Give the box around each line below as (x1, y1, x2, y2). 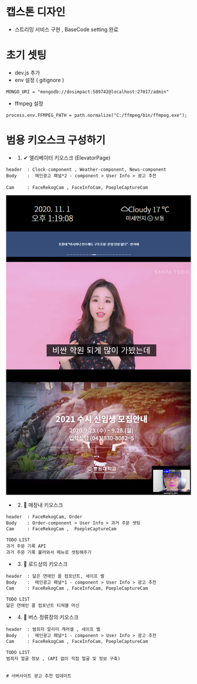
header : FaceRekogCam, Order (6, 514, 83, 520)
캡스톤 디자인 (6, 5, 66, 19)
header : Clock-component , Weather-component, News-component (6, 167, 167, 172)
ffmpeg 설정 (14, 100, 43, 107)
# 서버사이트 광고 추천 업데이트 (6, 673, 72, 679)
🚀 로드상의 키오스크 (23, 561, 68, 568)
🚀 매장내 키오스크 (23, 502, 63, 509)
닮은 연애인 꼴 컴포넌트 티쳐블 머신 (6, 602, 80, 609)
